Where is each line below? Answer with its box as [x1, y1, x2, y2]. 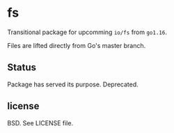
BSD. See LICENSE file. [7, 118, 74, 127]
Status [7, 61, 37, 74]
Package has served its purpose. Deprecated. [7, 80, 139, 88]
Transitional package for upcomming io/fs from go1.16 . [7, 28, 167, 36]
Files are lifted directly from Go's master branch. [7, 41, 146, 49]
